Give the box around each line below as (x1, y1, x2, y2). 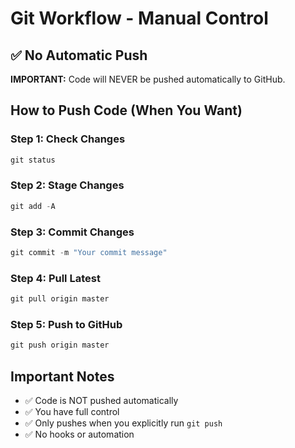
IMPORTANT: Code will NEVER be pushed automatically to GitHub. (10, 73, 286, 85)
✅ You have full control (24, 406, 120, 418)
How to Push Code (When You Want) (10, 102, 243, 119)
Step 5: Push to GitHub (10, 318, 123, 331)
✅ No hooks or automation (24, 428, 135, 441)
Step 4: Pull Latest (10, 271, 101, 285)
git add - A (10, 201, 56, 211)
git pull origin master (10, 294, 110, 304)
